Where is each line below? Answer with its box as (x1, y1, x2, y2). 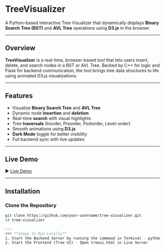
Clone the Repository (5, 202, 57, 209)
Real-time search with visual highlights (12, 115, 91, 121)
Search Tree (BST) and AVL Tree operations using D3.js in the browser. (5, 25, 151, 31)
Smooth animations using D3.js (12, 126, 76, 132)
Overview (5, 44, 36, 52)
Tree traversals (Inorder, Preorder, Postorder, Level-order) (12, 120, 131, 126)
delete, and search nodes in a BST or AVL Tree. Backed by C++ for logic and (5, 62, 160, 68)
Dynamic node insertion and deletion (12, 110, 89, 116)
